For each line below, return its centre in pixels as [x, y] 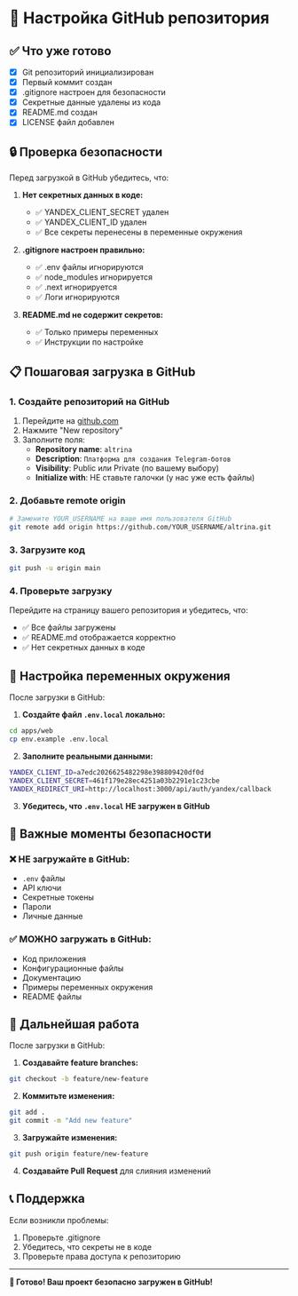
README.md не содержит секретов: [93, 315]
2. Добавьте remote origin [67, 500]
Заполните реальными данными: [87, 756]
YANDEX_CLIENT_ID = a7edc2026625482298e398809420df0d [106, 772]
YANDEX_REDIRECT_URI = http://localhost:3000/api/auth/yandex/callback [141, 789]
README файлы [52, 996]
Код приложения [54, 958]
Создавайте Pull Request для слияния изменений [116, 1171]
